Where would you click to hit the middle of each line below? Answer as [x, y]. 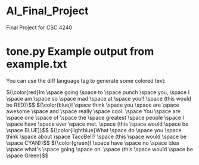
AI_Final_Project [47, 11]
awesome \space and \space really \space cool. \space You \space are [93, 111]
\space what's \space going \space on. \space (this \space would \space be [100, 149]
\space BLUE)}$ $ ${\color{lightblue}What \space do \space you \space [94, 130]
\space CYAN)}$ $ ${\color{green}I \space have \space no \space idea [93, 143]
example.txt [37, 64]
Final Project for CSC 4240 [39, 27]
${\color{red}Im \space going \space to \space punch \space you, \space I [98, 92]
